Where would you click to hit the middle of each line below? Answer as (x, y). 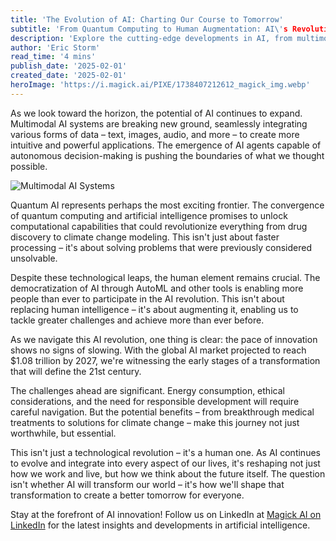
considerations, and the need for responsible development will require (155, 401)
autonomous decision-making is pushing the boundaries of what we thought (167, 155)
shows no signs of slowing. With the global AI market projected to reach (158, 350)
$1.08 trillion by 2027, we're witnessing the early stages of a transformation (165, 360)
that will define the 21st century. (76, 371)
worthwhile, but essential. (63, 433)
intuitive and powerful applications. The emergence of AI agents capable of (166, 145)
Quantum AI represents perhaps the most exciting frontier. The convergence (167, 205)
